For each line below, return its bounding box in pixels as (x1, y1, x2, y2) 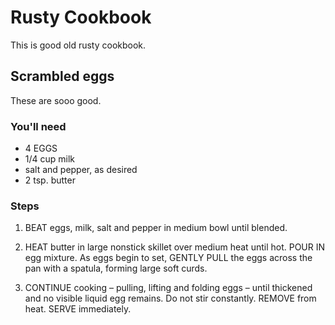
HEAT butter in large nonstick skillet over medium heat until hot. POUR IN (24, 241, 326, 253)
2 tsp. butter (24, 174, 76, 186)
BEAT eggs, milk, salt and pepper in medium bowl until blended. (24, 222, 288, 234)
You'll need (10, 119, 67, 133)
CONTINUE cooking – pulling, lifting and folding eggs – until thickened (24, 282, 313, 294)
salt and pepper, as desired (24, 164, 138, 176)
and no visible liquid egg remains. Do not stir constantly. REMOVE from (24, 292, 317, 305)
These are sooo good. (10, 94, 102, 106)
